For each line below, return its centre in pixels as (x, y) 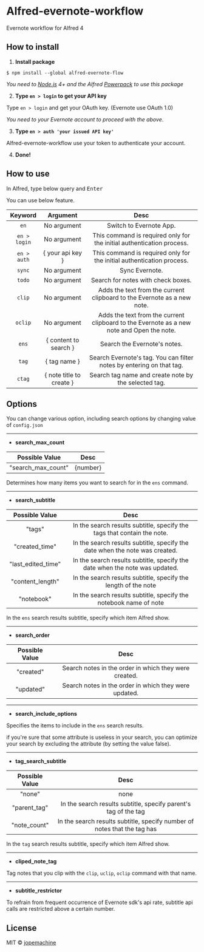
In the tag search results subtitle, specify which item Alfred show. (88, 844)
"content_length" (35, 582)
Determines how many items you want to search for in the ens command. (97, 483)
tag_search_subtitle (41, 761)
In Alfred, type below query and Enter (55, 188)
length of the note (131, 585)
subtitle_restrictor (39, 891)
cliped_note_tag (36, 862)
